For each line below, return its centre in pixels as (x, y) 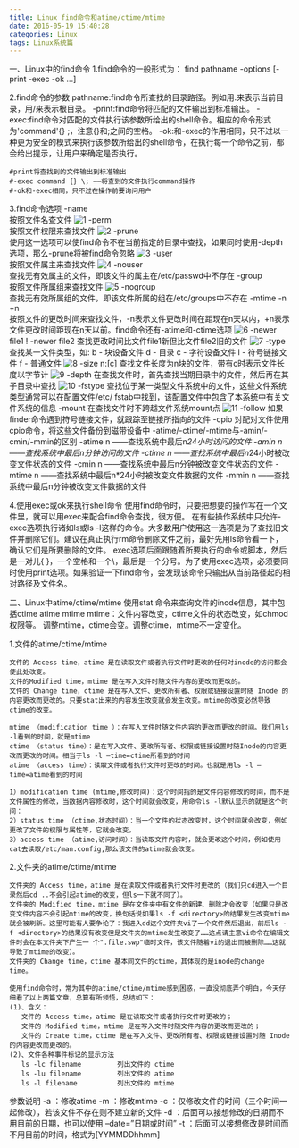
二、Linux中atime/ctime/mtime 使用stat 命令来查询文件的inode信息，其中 (144, 603)
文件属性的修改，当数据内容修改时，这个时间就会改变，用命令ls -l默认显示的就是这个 (145, 802)
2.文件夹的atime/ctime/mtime (63, 867)
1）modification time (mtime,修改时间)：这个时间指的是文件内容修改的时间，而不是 (149, 792)
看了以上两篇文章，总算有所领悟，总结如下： (86, 998)
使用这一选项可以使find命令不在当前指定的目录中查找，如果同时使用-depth (146, 242)
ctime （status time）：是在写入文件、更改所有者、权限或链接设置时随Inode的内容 (145, 747)
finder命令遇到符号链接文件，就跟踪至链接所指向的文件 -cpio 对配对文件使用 (149, 419)
